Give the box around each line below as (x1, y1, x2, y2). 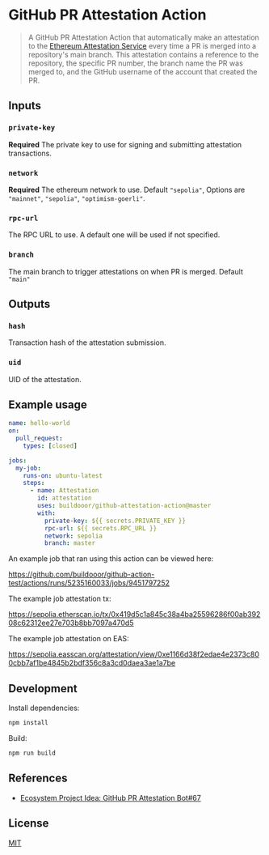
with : (37, 508, 57, 517)
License (8, 816, 49, 831)
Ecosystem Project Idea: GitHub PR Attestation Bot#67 (19, 793, 202, 802)
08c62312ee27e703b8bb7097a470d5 (8, 618, 134, 628)
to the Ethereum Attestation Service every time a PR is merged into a (27, 40, 257, 50)
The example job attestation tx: (8, 593, 111, 604)
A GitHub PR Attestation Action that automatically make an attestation (27, 32, 260, 42)
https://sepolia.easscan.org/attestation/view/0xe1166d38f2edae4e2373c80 (8, 649, 260, 659)
